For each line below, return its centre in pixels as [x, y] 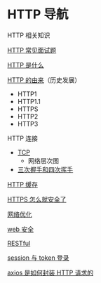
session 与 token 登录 [38, 258]
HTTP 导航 [38, 14]
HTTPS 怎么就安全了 [37, 199]
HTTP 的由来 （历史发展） [44, 80]
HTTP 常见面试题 [32, 50]
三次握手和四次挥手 [45, 169]
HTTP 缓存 [23, 184]
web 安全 [20, 229]
